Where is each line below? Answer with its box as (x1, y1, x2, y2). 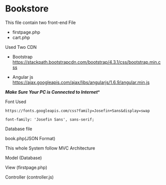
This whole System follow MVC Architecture (5, 145, 95, 151)
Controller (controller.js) (5, 174, 54, 180)
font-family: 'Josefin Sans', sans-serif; (5, 117, 94, 122)
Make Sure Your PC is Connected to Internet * (5, 89, 100, 95)
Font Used (5, 98, 26, 105)
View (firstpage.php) (5, 164, 47, 170)
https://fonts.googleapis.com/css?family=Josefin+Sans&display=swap (5, 108, 150, 113)
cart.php (12, 34, 30, 40)
